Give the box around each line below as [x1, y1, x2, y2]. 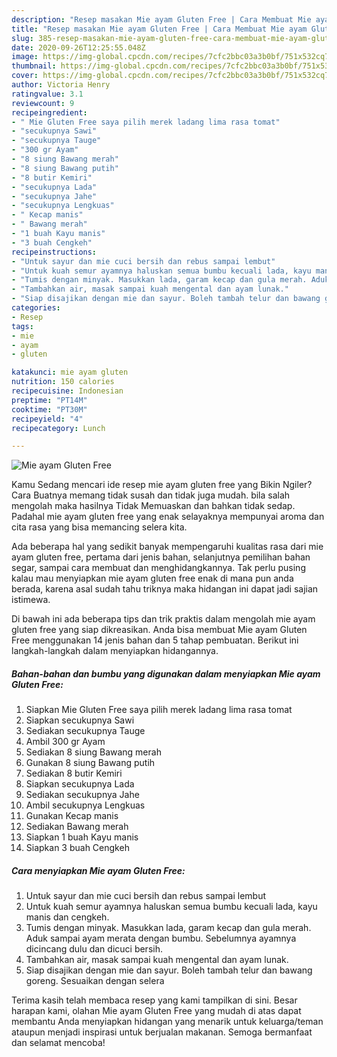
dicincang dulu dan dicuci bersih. [25, 943, 163, 955]
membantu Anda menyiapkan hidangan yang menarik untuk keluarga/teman [11, 1016, 324, 1028]
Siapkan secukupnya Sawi [25, 714, 135, 726]
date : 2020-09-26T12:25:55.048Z [11, 42, 146, 53]
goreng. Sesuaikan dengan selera [25, 975, 165, 987]
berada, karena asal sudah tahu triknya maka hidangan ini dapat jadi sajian [11, 583, 319, 595]
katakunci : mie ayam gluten [11, 367, 129, 378]
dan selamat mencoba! [11, 1037, 106, 1049]
